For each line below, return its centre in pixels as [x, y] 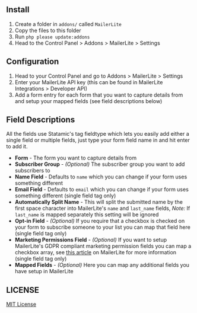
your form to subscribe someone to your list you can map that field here [103, 227]
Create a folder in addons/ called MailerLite [68, 24]
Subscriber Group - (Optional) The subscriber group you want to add [100, 164]
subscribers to [32, 171]
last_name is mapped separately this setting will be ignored [87, 215]
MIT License [21, 304]
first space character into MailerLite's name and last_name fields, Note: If [102, 208]
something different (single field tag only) [65, 196]
